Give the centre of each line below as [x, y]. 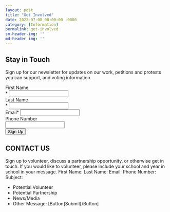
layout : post [19, 10]
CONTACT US [28, 148]
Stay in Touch [28, 60]
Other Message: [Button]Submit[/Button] [56, 203]
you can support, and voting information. [49, 77]
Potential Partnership [35, 192]
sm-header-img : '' [25, 34]
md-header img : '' [25, 39]
